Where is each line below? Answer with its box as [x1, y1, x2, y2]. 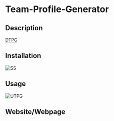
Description [5, 24, 43, 32]
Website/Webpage [5, 107, 66, 116]
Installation [5, 51, 41, 60]
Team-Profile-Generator [5, 4, 109, 15]
